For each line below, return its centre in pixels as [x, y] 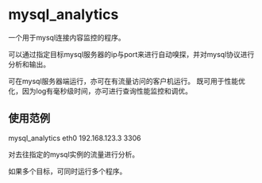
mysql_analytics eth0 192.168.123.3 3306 [75, 138]
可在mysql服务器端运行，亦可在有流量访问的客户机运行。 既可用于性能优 [127, 81]
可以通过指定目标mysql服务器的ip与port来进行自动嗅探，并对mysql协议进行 [131, 54]
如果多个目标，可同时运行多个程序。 [67, 171]
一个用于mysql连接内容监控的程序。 [67, 37]
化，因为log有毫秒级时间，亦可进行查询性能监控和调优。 [100, 91]
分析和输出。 [29, 64]
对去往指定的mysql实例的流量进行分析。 [74, 154]
